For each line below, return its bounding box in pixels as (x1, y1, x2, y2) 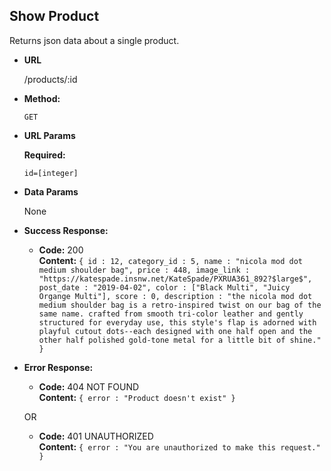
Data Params (23, 185, 79, 198)
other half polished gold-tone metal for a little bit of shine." (38, 335, 322, 345)
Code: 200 (38, 244, 84, 256)
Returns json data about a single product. (9, 34, 180, 46)
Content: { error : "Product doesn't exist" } (38, 391, 236, 403)
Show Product (9, 8, 100, 25)
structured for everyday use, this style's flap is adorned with (38, 317, 317, 328)
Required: (23, 149, 66, 161)
